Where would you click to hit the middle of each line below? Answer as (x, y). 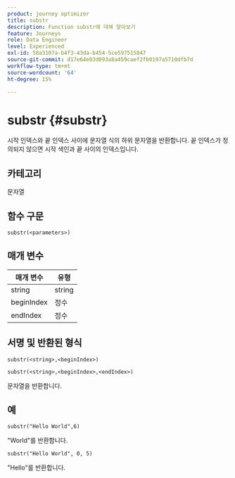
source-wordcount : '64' (42, 72)
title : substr (28, 20)
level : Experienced (36, 46)
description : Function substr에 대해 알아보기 (71, 27)
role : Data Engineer (38, 40)
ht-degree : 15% (30, 79)
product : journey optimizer (49, 14)
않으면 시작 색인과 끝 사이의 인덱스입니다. (82, 149)
